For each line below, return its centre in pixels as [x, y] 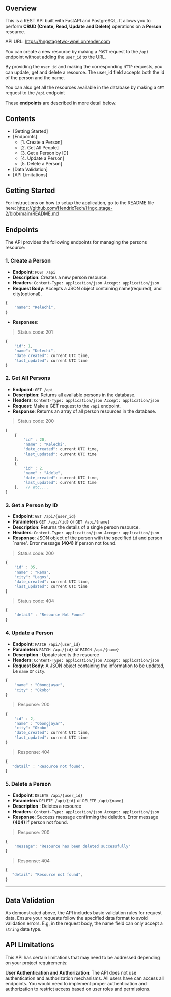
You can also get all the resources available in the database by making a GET [85, 87]
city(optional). [27, 294]
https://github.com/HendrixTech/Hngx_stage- [65, 208]
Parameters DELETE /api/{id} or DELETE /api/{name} [68, 800]
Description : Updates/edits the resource [56, 655]
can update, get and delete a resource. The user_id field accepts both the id [85, 72]
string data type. [23, 929]
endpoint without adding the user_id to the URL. [56, 57]
